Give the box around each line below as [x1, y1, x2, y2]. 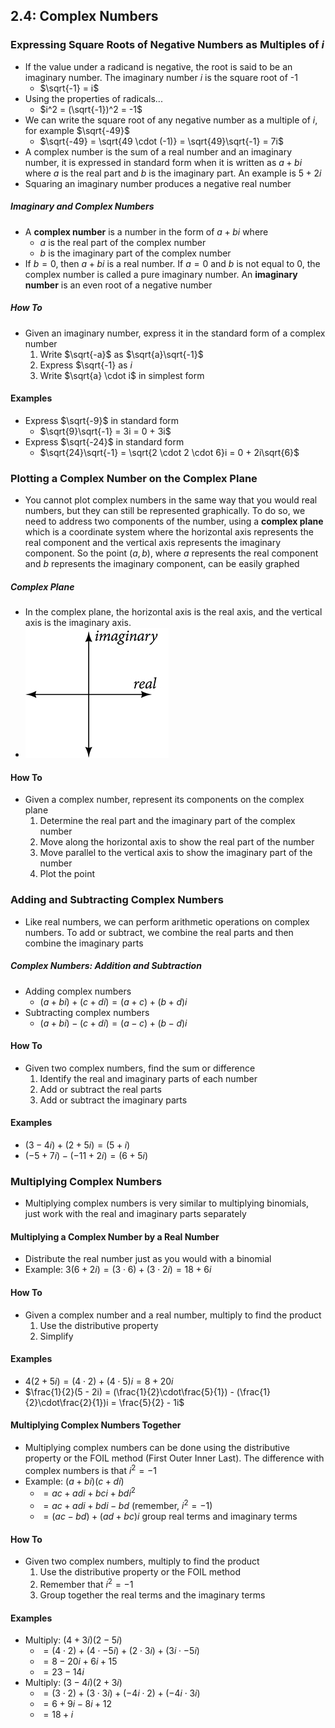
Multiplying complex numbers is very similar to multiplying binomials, [24, 1197, 310, 1209]
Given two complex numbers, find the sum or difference [24, 1062, 256, 1074]
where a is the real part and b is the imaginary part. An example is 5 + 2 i [24, 167, 322, 179]
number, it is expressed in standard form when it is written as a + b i [24, 156, 303, 168]
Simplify [39, 1330, 74, 1342]
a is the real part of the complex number [39, 236, 207, 248]
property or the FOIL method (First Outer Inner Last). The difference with [24, 1452, 325, 1464]
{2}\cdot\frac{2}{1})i [24, 1396, 109, 1408]
